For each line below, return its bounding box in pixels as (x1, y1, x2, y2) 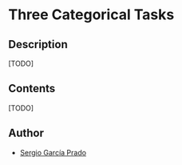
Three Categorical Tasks (8, 6, 175, 24)
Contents (8, 82, 56, 95)
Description (8, 38, 68, 51)
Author (8, 127, 44, 140)
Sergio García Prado (19, 147, 86, 157)
